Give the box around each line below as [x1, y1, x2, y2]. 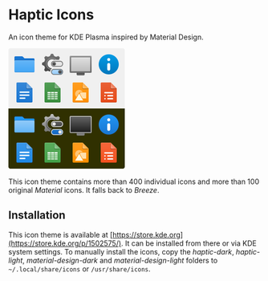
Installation [8, 209, 66, 222]
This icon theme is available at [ [8, 230, 113, 239]
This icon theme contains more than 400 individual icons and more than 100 [8, 177, 259, 186]
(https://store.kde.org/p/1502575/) [8, 238, 122, 248]
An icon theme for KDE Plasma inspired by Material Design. [8, 32, 204, 42]
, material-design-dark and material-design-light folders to [22, 255, 218, 265]
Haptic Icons [8, 6, 95, 24]
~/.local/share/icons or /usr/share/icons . [8, 263, 151, 274]
